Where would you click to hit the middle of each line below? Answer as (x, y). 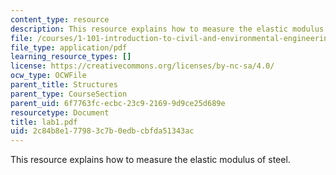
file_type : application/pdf (69, 47)
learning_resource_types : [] (71, 57)
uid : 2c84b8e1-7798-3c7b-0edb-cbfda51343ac (102, 131)
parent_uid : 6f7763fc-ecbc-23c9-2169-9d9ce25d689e (118, 103)
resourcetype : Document (60, 112)
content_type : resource (60, 19)
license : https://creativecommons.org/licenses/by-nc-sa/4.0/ (142, 66)
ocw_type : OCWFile (48, 76)
